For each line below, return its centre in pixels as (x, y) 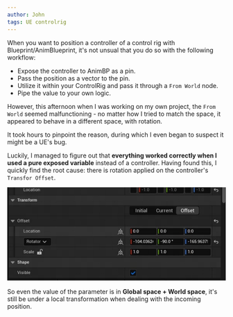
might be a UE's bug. (37, 142)
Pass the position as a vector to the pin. (74, 78)
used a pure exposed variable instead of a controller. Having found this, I (112, 162)
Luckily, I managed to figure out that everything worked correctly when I (112, 155)
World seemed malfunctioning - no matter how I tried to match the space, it (114, 114)
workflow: (21, 57)
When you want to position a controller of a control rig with (91, 42)
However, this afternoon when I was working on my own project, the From (112, 106)
